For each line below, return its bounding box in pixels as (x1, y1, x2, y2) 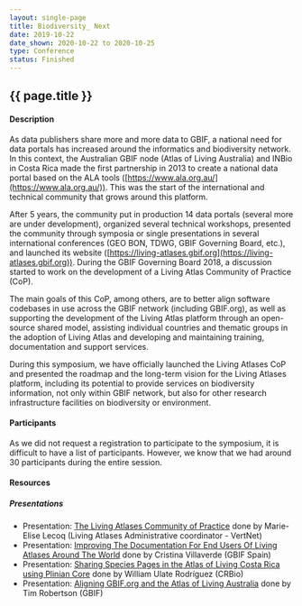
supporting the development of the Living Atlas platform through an (9, 312, 260, 323)
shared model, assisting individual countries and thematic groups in (37, 322, 288, 333)
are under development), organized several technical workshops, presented (9, 218, 291, 229)
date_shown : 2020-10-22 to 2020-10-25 (9, 38, 155, 48)
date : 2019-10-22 (9, 30, 75, 39)
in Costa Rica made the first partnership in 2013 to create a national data (9, 162, 279, 173)
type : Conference (9, 47, 75, 56)
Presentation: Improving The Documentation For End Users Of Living (22, 540, 278, 551)
